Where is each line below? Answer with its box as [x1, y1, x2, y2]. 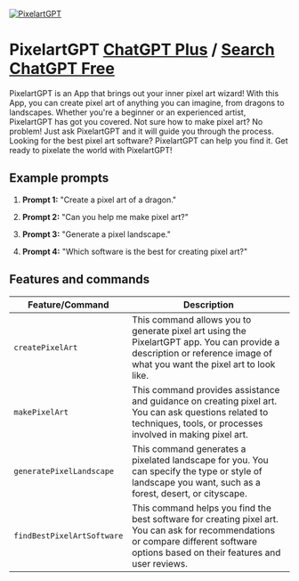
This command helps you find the [132, 502, 271, 514]
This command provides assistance [132, 383, 280, 396]
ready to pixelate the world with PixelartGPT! [9, 144, 173, 155]
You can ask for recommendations [132, 524, 276, 536]
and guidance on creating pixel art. [132, 395, 278, 407]
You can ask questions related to [132, 405, 269, 418]
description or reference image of [132, 347, 273, 359]
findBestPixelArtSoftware [13, 530, 124, 541]
